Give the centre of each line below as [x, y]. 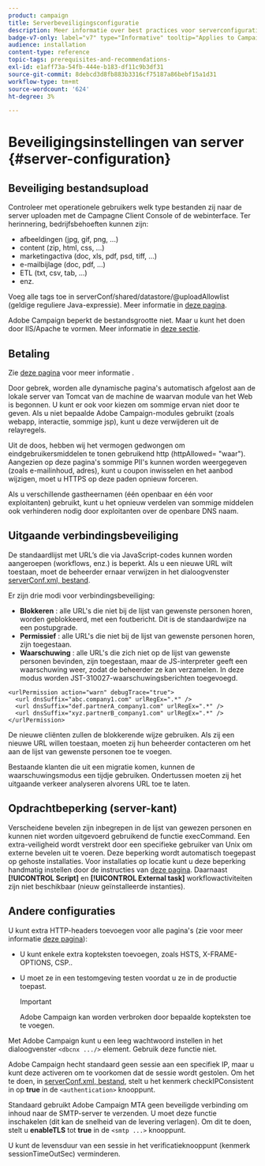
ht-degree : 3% [32, 96]
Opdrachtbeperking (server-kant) [93, 808]
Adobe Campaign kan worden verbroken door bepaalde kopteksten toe [135, 1017]
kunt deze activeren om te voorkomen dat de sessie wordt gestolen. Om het [131, 1073]
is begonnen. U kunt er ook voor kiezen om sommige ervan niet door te [124, 405]
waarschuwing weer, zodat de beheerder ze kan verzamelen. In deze [132, 670]
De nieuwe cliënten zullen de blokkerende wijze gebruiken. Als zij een [121, 734]
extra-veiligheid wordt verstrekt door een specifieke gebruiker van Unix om [131, 844]
